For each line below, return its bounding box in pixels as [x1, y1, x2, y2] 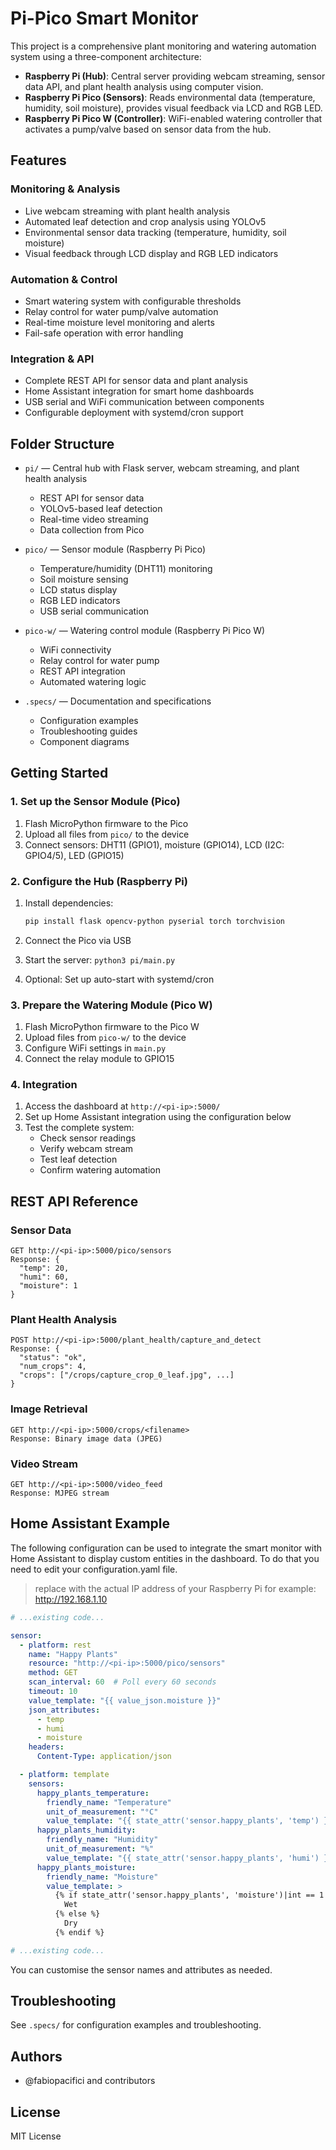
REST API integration [39, 665, 126, 677]
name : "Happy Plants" [28, 1649, 118, 1659]
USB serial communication [39, 605, 150, 617]
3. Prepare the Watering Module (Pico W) [10, 998, 213, 1012]
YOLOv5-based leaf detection [39, 503, 163, 515]
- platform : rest [19, 1640, 92, 1650]
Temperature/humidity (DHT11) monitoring [39, 563, 213, 575]
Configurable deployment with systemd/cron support [24, 407, 244, 419]
